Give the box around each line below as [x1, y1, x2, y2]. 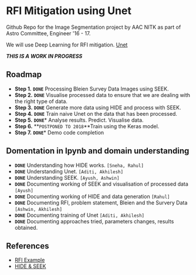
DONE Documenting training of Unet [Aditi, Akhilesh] [14, 212, 145, 219]
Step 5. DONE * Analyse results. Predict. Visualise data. [14, 116, 144, 123]
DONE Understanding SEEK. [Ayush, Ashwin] [14, 174, 120, 181]
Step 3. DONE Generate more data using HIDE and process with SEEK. [14, 104, 181, 111]
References [6, 241, 49, 251]
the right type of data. [14, 98, 67, 105]
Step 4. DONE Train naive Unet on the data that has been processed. [14, 110, 178, 117]
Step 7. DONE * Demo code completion [14, 129, 104, 136]
